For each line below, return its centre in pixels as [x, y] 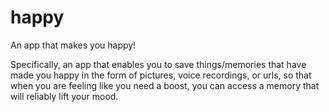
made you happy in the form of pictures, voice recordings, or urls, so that [161, 75]
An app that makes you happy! [73, 45]
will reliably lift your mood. [64, 96]
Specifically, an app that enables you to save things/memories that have [158, 64]
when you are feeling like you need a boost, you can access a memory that [165, 85]
